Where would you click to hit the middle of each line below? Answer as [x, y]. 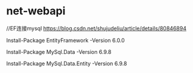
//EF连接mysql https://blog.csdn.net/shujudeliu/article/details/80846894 [96, 28]
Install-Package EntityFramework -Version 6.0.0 [65, 40]
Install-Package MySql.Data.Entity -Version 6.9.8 [67, 63]
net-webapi [36, 11]
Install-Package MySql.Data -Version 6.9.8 [59, 51]
